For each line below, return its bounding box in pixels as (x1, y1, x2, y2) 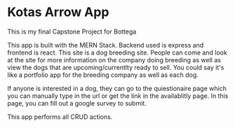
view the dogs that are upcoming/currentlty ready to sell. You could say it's (7, 63, 224, 71)
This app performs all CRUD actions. (7, 113, 113, 121)
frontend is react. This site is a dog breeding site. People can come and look (7, 48, 228, 57)
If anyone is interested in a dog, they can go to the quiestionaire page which (7, 84, 227, 92)
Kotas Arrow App (7, 4, 109, 20)
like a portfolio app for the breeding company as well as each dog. (7, 71, 199, 79)
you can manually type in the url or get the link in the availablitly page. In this (7, 92, 229, 100)
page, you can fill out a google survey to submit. (7, 99, 147, 107)
